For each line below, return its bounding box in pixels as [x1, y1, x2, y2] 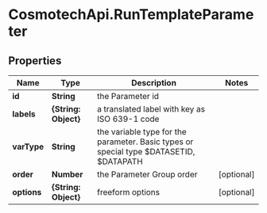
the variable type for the [96, 127, 187, 137]
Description [130, 78, 177, 88]
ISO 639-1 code [96, 113, 160, 124]
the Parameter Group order [96, 169, 198, 180]
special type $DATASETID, [96, 146, 195, 157]
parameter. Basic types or [96, 136, 194, 147]
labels [12, 108, 36, 120]
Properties [8, 54, 62, 67]
